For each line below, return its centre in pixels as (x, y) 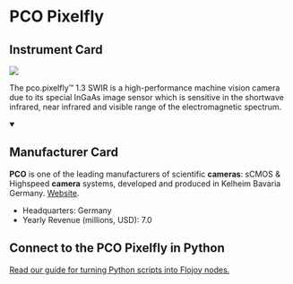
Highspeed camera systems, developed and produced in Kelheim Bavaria (145, 183)
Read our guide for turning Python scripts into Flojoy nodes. (120, 270)
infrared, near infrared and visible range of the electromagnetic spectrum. (146, 107)
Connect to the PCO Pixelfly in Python (117, 248)
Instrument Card (56, 50)
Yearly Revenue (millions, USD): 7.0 (87, 219)
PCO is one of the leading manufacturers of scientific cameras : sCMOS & (145, 174)
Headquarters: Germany (67, 210)
